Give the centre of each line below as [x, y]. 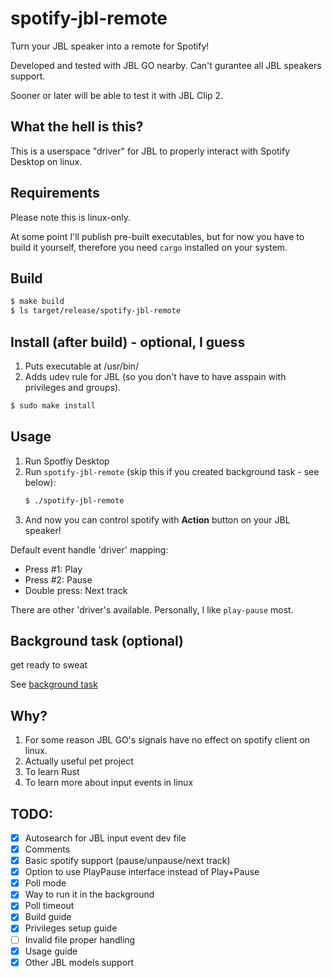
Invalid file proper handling [80, 939]
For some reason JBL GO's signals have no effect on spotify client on [167, 740]
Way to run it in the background [89, 894]
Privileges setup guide [71, 928]
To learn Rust [52, 772]
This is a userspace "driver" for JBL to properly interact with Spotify [150, 151]
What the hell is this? [77, 127]
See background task [54, 684]
